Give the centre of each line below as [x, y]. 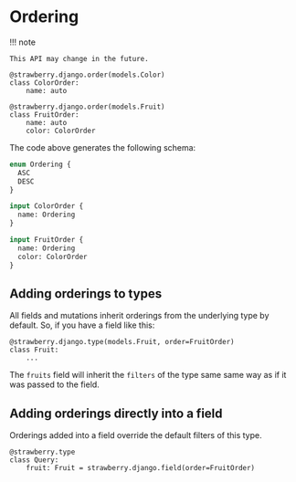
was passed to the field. [55, 384]
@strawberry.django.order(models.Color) [88, 75]
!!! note [23, 42]
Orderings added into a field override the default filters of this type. [136, 435]
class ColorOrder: [44, 83]
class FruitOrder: [44, 115]
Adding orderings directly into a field [116, 413]
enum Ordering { [40, 164]
